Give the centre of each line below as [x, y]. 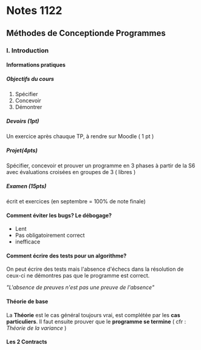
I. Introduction [28, 51]
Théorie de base [27, 301]
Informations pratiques [36, 65]
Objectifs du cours [30, 79]
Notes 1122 [34, 11]
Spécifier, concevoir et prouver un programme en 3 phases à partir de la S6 [101, 166]
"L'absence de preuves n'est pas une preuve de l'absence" [80, 287]
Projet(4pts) [22, 150]
